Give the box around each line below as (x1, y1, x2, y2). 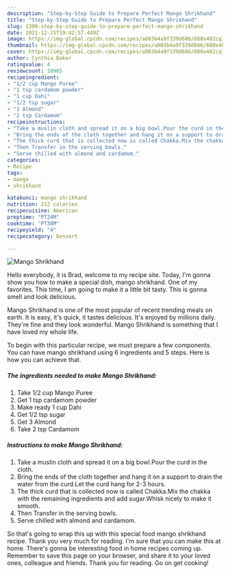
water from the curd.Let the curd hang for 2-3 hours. (16, 480, 166, 488)
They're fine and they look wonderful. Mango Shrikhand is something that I (7, 320, 218, 329)
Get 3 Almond (16, 418, 57, 426)
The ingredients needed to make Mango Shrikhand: (7, 371, 157, 379)
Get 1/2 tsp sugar (16, 411, 66, 419)
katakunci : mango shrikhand (7, 195, 88, 202)
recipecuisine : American (7, 207, 78, 215)
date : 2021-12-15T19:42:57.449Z (7, 29, 99, 36)
